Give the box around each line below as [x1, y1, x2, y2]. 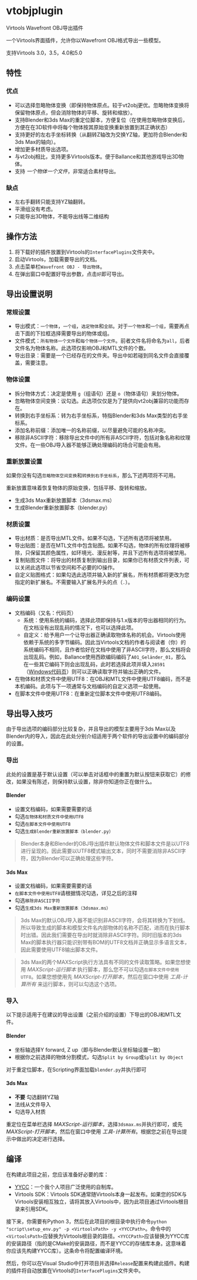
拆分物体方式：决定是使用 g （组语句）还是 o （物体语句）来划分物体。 [14, 390, 183, 397]
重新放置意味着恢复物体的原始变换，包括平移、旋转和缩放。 [6, 484, 150, 491]
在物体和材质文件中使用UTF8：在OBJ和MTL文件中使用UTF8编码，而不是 [14, 675, 192, 682]
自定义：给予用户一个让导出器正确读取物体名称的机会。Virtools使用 [23, 631, 186, 638]
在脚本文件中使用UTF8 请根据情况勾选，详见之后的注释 [14, 890, 138, 897]
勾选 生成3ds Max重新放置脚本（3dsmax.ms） [14, 904, 111, 911]
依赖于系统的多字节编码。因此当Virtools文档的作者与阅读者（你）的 [23, 639, 186, 646]
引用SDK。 [25, 1205, 52, 1213]
